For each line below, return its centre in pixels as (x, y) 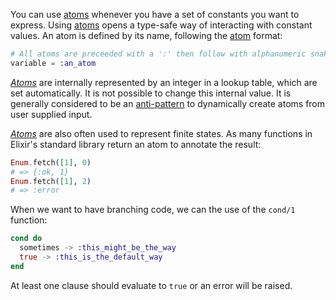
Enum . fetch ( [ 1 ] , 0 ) (51, 162)
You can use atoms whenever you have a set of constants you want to (155, 14)
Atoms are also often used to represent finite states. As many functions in (161, 133)
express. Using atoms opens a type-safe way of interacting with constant (161, 25)
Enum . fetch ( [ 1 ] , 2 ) (51, 181)
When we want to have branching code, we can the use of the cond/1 (153, 210)
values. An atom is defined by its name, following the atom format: (146, 35)
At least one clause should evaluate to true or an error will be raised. (151, 285)
